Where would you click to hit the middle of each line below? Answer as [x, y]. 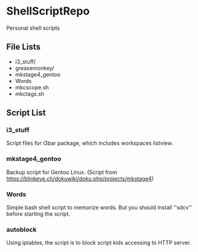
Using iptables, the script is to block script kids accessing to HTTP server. [99, 243]
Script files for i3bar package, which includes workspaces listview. [90, 143]
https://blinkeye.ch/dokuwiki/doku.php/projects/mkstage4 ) [80, 178]
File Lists [23, 47]
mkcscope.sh [32, 87]
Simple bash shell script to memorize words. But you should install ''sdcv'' [99, 208]
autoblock [22, 230]
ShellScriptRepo [48, 11]
